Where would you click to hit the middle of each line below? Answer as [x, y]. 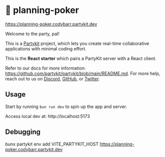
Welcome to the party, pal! [32, 33]
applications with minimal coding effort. [46, 48]
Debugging [23, 132]
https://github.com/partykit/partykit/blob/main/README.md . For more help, [83, 73]
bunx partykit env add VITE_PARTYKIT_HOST [52, 144]
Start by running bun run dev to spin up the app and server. [66, 106]
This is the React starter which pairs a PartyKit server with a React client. [81, 58]
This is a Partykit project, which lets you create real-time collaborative [77, 43]
